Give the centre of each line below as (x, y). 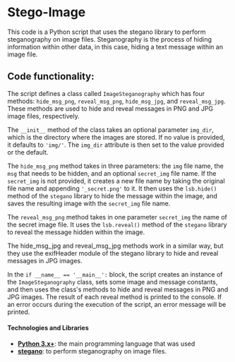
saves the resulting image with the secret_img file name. (89, 203)
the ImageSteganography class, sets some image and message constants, (113, 282)
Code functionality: (51, 77)
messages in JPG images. (45, 260)
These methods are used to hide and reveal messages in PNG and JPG (110, 108)
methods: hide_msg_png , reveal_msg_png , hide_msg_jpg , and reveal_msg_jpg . (116, 101)
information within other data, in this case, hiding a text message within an (115, 47)
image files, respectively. (43, 116)
